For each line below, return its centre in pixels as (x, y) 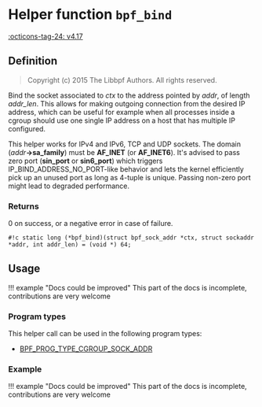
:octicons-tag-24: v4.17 (46, 36)
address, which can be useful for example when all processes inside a (122, 112)
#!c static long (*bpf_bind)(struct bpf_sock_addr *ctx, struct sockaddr (131, 238)
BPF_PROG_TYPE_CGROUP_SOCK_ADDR (86, 349)
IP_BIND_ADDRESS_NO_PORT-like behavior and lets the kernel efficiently (126, 169)
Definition (33, 61)
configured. (27, 128)
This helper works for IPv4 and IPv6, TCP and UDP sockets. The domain (125, 144)
